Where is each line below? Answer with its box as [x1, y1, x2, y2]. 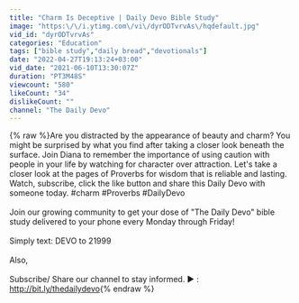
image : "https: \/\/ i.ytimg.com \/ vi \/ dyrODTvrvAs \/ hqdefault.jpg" [9, 22, 259, 31]
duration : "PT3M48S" [9, 72, 87, 81]
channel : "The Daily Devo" [9, 106, 111, 115]
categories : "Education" [9, 38, 103, 48]
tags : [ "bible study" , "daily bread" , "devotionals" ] [9, 47, 207, 56]
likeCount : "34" [9, 88, 70, 97]
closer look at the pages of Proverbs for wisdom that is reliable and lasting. [9, 169, 287, 179]
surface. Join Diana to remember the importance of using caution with [9, 150, 270, 161]
